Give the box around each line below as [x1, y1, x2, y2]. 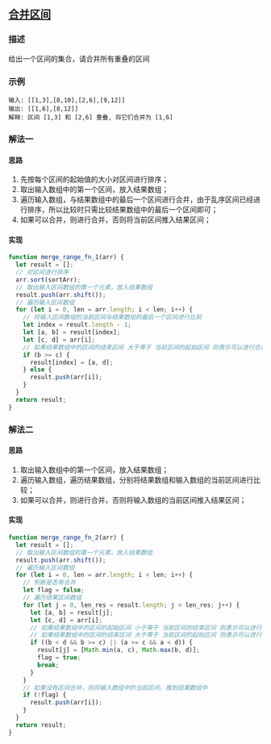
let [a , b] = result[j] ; [29, 608, 114, 617]
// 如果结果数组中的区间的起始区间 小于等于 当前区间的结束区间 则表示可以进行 [29, 624, 262, 632]
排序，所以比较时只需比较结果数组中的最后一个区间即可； [27, 205, 219, 215]
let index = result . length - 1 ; [23, 321, 131, 329]
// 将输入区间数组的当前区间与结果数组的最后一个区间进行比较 [23, 313, 202, 321]
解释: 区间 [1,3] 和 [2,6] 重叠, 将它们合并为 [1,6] [8, 113, 173, 121]
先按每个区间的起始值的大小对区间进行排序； [19, 174, 169, 184]
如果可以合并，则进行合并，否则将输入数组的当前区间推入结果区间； [19, 495, 247, 504]
